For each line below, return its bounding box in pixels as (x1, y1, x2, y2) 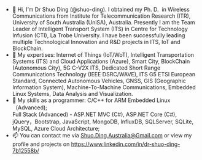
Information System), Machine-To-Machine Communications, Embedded (12, 84, 196, 91)
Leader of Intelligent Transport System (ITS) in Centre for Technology (12, 25, 188, 32)
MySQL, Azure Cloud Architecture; (12, 125, 100, 132)
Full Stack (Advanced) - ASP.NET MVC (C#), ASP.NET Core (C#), (12, 111, 177, 118)
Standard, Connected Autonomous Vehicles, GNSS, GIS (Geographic (12, 77, 186, 84)
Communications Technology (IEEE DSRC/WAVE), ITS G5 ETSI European (12, 71, 196, 78)
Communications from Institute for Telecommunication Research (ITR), (12, 12, 191, 20)
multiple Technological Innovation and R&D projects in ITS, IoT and (12, 38, 181, 45)
